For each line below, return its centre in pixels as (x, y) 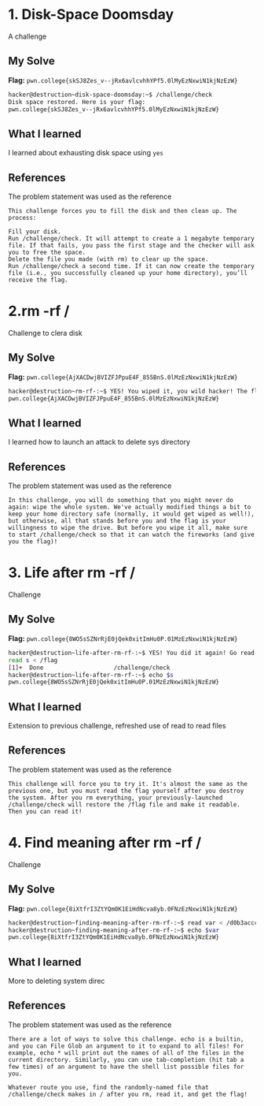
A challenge (27, 36)
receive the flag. (38, 280)
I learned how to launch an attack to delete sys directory (99, 442)
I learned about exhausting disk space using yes (86, 153)
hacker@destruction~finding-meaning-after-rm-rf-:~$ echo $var (114, 930)
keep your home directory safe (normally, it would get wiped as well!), (132, 514)
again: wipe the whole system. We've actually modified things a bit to (130, 507)
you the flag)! (33, 542)
